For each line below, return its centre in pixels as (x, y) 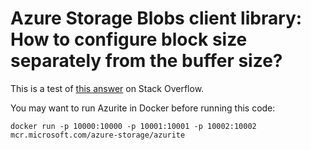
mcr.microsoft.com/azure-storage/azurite (98, 135)
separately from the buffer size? (146, 61)
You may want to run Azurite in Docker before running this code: (143, 108)
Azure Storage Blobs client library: (156, 18)
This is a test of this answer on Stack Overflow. (107, 88)
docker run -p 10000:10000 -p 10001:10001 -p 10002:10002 (133, 126)
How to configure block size (129, 39)
